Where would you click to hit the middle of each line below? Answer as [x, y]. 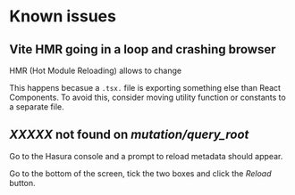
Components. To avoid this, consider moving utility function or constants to [147, 97]
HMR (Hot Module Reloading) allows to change [95, 70]
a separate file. [37, 107]
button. [22, 183]
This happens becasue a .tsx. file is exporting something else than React [145, 88]
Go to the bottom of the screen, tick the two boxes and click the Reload [140, 173]
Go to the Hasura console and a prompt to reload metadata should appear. [146, 156]
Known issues [63, 16]
